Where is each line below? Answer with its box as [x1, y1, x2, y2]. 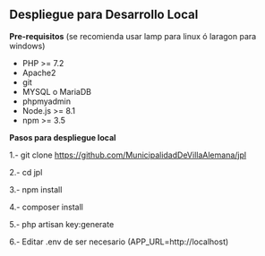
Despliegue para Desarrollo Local [9, 7, 199, 22]
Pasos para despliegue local [9, 132, 116, 142]
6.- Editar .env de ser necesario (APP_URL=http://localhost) [9, 236, 229, 247]
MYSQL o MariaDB [21, 86, 92, 97]
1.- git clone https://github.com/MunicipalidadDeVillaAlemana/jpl [9, 149, 247, 160]
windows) [9, 40, 46, 51]
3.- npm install [9, 183, 63, 195]
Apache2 [21, 67, 56, 78]
